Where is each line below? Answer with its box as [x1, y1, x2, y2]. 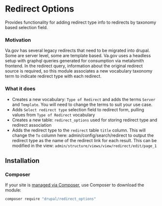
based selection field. [5, 24, 48, 30]
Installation [5, 156, 40, 165]
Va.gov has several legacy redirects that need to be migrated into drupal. [5, 47, 150, 54]
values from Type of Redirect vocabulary [12, 112, 95, 118]
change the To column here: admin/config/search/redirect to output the [12, 132, 154, 138]
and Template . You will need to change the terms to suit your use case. [12, 102, 153, 107]
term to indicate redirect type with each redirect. [5, 74, 102, 79]
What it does [5, 86, 36, 92]
